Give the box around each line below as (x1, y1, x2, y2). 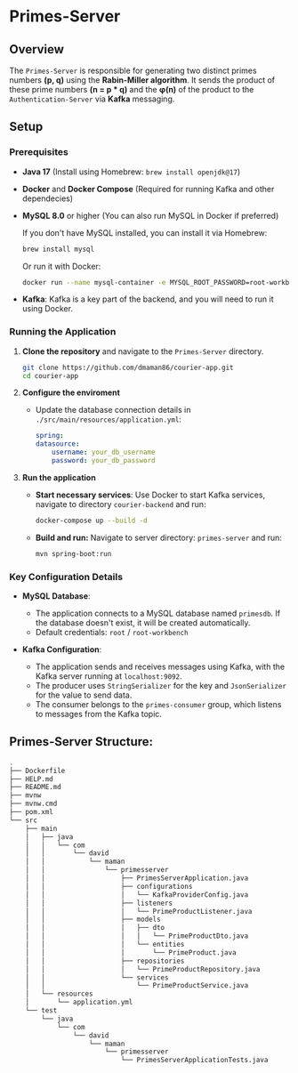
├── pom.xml (9, 808, 53, 817)
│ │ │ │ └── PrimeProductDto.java (25, 932, 249, 940)
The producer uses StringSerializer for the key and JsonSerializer (35, 681, 287, 691)
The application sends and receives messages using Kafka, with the (35, 661, 286, 673)
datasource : (35, 440, 80, 448)
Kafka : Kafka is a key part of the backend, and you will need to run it (21, 294, 274, 304)
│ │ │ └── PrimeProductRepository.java (25, 964, 261, 973)
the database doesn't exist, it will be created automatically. (35, 617, 251, 628)
